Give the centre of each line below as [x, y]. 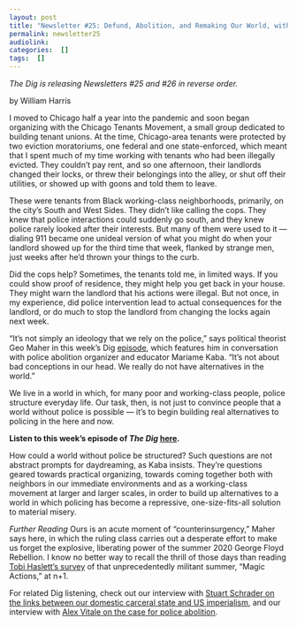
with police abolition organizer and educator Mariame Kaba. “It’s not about [145, 357]
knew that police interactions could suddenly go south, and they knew [137, 219]
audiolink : [29, 42]
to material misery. [43, 512]
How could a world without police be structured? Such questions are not [141, 455]
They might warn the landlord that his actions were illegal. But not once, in [144, 293]
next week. [29, 321]
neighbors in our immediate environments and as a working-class [128, 484]
